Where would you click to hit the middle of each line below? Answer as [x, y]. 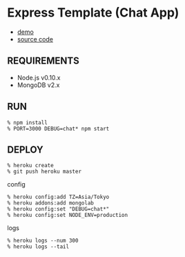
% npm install [28, 122]
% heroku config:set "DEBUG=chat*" [58, 209]
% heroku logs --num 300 [43, 241]
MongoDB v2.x [38, 85]
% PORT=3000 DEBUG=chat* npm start [58, 128]
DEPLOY [25, 150]
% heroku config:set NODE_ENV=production [68, 216]
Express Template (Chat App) [93, 13]
